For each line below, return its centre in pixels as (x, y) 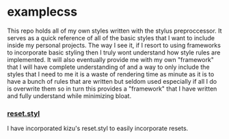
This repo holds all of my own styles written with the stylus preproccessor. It (114, 31)
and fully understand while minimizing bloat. (69, 95)
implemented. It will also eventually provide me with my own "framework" (110, 59)
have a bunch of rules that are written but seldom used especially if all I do (112, 81)
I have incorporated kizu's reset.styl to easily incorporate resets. (98, 128)
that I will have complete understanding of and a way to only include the (108, 67)
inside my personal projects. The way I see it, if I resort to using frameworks (114, 45)
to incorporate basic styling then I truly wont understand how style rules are (114, 52)
